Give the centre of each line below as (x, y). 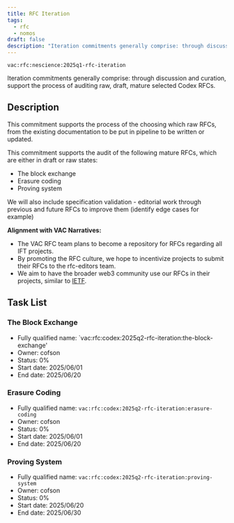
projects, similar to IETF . (52, 280)
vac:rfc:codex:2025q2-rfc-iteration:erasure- (146, 409)
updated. (20, 139)
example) (21, 216)
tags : (15, 20)
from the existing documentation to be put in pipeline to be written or (106, 131)
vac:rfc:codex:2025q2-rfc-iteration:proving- (146, 478)
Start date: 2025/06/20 (50, 506)
